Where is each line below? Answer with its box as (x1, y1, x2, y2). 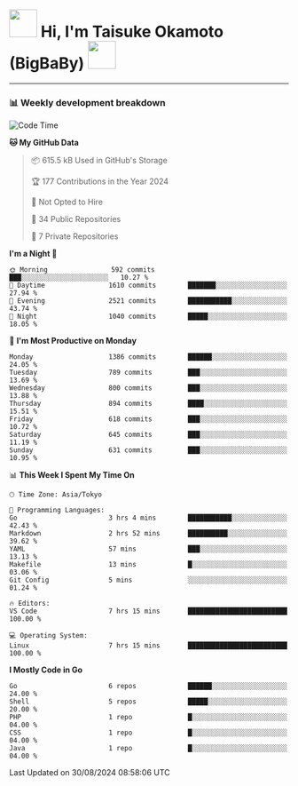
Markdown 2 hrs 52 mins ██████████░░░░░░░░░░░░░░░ (9, 529, 288, 538)
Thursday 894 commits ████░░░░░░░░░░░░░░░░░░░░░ (9, 400, 288, 409)
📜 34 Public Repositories (30, 214, 122, 225)
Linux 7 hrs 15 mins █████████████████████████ (9, 641, 288, 650)
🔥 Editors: (9, 599, 51, 608)
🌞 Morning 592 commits (9, 266, 155, 274)
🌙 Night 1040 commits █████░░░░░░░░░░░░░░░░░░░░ (9, 312, 288, 322)
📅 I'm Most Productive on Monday (9, 336, 137, 346)
